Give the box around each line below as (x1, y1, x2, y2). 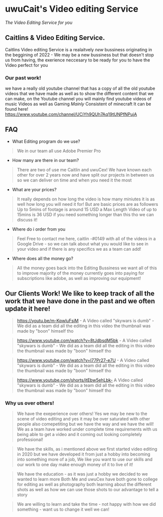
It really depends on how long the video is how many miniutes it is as (17, 196, 155, 202)
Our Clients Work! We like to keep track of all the (5, 289, 155, 298)
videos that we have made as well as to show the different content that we (5, 91, 154, 97)
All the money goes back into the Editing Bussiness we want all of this (17, 265, 157, 271)
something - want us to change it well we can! (17, 506, 109, 512)
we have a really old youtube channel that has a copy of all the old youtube (5, 85, 156, 91)
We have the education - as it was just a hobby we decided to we (17, 471, 148, 477)
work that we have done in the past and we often (5, 297, 155, 305)
